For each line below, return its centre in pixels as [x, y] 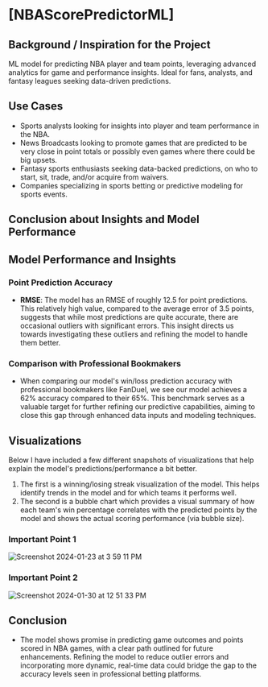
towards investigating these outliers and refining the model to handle [134, 334]
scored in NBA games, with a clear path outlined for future [116, 648]
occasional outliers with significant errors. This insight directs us [127, 325]
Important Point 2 [43, 577]
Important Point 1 [42, 539]
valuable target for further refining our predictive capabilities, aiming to [138, 407]
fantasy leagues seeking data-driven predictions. [90, 81]
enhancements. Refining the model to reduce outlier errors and [124, 657]
